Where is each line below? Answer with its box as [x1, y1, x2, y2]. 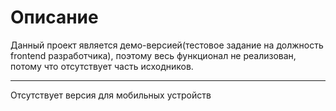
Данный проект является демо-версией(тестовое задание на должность [10, 39, 324, 51]
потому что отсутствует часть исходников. [10, 60, 194, 72]
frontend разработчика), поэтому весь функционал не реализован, [10, 49, 297, 61]
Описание [10, 6, 99, 29]
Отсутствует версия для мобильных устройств [10, 89, 212, 101]
